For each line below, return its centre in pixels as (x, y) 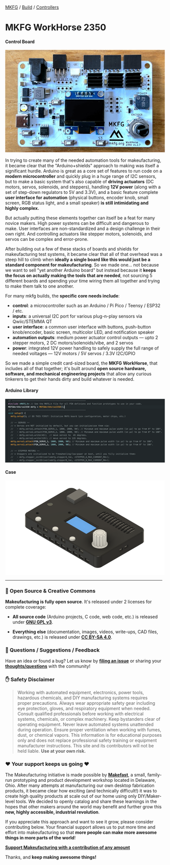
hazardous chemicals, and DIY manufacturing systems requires (83, 698)
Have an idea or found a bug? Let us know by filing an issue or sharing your (83, 661)
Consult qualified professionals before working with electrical (80, 714)
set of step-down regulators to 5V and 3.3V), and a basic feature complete (82, 192)
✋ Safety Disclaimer (30, 680)
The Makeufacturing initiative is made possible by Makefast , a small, (76, 775)
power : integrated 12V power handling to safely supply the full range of (85, 348)
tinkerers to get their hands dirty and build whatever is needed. (70, 379)
